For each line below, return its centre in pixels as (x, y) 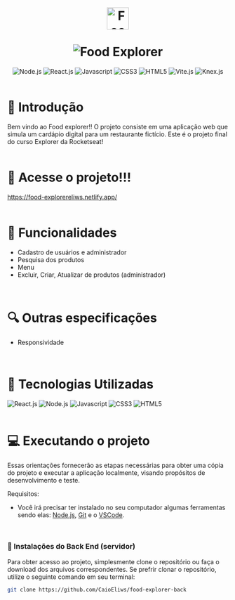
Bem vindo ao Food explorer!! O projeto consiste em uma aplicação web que (117, 126)
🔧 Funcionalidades (62, 233)
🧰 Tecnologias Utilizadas (81, 384)
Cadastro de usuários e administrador (72, 252)
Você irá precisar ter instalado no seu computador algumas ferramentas (121, 507)
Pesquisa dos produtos (51, 259)
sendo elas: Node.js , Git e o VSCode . (71, 515)
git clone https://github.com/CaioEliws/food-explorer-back (97, 589)
